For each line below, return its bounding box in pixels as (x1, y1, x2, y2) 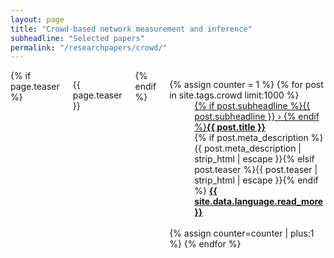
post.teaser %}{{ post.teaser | (194, 164, 318, 176)
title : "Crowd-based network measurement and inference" (10, 24, 253, 34)
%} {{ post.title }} (194, 121, 267, 133)
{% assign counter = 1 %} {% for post (169, 79, 324, 91)
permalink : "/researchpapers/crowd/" (10, 42, 168, 53)
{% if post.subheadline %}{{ (194, 100, 311, 112)
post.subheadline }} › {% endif (194, 111, 320, 123)
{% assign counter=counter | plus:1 (169, 227, 315, 240)
